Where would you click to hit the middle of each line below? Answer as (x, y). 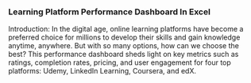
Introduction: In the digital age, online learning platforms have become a (126, 29)
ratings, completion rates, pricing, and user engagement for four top (120, 62)
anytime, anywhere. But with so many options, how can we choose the (124, 46)
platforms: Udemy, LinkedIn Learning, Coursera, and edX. (102, 71)
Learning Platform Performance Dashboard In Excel (109, 12)
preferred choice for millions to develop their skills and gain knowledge (124, 37)
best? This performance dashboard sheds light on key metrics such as (124, 55)
